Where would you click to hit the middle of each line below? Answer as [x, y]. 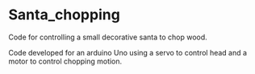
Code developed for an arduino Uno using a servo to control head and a [128, 52]
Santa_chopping [65, 15]
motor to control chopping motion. [65, 61]
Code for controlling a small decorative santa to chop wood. [108, 37]
